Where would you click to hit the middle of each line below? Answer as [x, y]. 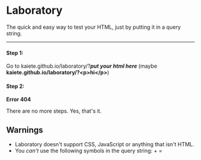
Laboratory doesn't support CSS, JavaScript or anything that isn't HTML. [104, 144]
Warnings [25, 130]
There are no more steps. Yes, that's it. [54, 111]
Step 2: [16, 86]
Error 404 [19, 99]
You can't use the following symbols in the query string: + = [89, 151]
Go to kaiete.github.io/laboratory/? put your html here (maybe [82, 66]
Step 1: [15, 53]
